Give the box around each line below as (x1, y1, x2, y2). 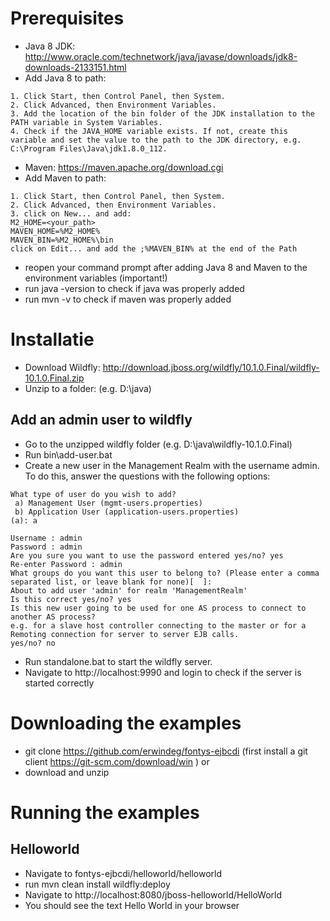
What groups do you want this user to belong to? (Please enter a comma (10, 568, 320, 578)
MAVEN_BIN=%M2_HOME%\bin (10, 235, 114, 245)
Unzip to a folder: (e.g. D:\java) (24, 382, 152, 394)
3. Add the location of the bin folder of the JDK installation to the (10, 108, 315, 119)
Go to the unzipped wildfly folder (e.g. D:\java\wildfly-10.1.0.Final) (24, 438, 293, 450)
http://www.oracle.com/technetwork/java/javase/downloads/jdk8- (24, 50, 298, 62)
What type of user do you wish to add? (10, 489, 177, 499)
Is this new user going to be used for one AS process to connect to (10, 603, 307, 613)
